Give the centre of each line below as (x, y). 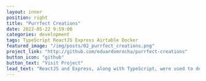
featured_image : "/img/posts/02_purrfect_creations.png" (81, 46)
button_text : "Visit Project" (45, 63)
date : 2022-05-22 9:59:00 (39, 29)
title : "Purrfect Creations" (44, 23)
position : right (27, 18)
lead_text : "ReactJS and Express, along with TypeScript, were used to (100, 69)
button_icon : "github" (35, 57)
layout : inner (25, 12)
